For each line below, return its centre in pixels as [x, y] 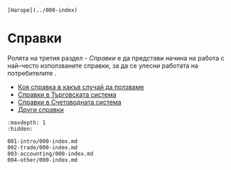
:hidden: [20, 129]
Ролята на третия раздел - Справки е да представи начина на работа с [116, 58]
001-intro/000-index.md [43, 141]
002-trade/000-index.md [43, 147]
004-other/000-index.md [43, 160]
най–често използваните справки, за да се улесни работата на [103, 65]
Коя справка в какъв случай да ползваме [81, 87]
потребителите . [32, 73]
